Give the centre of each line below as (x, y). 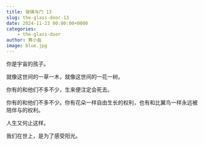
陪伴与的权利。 (25, 110)
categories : (21, 29)
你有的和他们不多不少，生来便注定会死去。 (59, 89)
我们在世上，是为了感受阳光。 (43, 136)
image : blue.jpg (27, 46)
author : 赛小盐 (24, 40)
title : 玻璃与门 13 (29, 12)
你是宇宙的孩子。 (28, 64)
